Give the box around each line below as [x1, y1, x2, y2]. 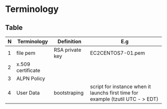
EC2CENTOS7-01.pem [90, 50, 145, 56]
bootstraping [54, 90, 84, 96]
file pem [16, 50, 36, 56]
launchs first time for [90, 90, 139, 96]
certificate [16, 67, 41, 74]
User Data [16, 90, 40, 96]
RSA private [54, 46, 82, 53]
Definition [57, 38, 82, 45]
